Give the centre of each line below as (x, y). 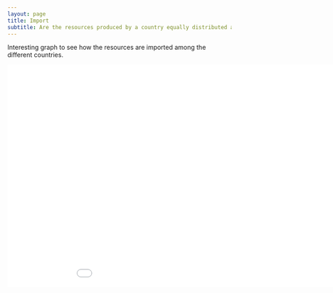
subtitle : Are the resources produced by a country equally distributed (117, 27)
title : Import (28, 21)
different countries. (36, 55)
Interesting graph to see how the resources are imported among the (107, 48)
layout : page (27, 14)
